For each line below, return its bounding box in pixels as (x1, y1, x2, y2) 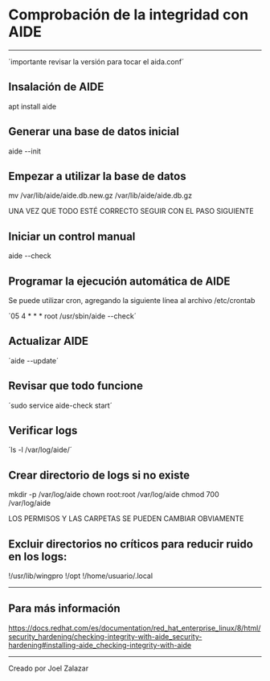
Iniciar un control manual (8, 229, 136, 243)
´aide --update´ (8, 355, 59, 365)
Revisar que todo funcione (8, 379, 143, 393)
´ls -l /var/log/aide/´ (8, 445, 72, 455)
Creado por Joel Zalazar (8, 663, 89, 673)
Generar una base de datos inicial (8, 125, 179, 138)
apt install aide (8, 101, 57, 111)
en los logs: (8, 549, 67, 564)
